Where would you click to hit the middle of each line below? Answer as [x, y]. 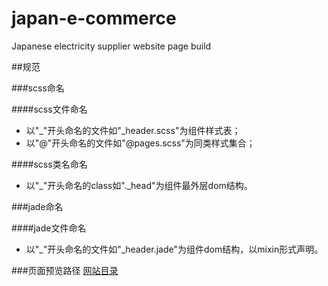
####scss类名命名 [49, 164]
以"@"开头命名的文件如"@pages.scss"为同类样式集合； [140, 143]
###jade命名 [37, 206]
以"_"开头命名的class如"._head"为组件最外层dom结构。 [139, 185]
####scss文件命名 [49, 109]
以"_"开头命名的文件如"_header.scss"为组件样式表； [133, 130]
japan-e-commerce [94, 18]
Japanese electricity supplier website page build [111, 46]
